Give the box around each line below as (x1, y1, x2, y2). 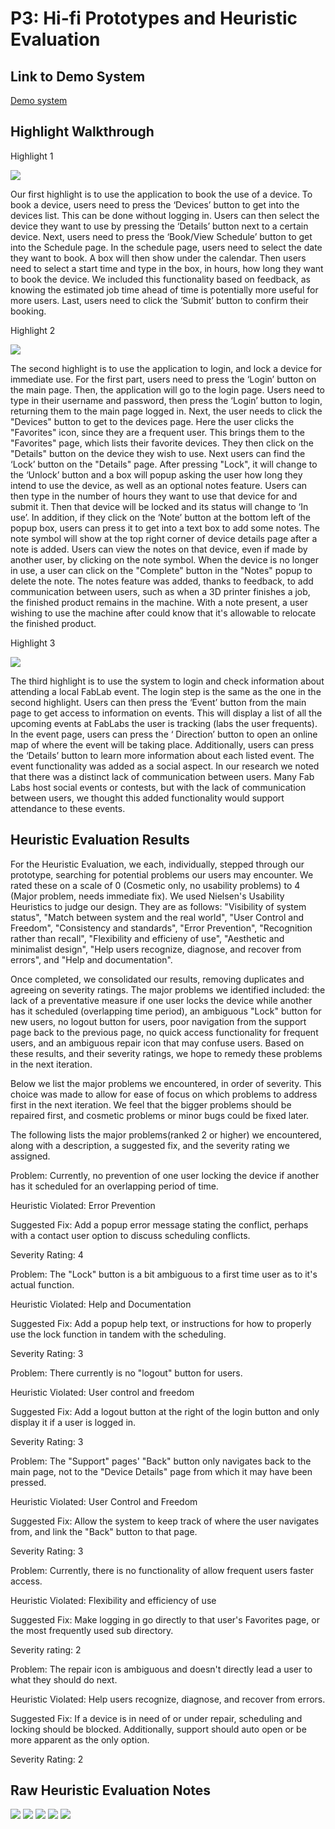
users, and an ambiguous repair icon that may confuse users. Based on (10, 1037, 305, 1049)
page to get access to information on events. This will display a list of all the (10, 707, 323, 719)
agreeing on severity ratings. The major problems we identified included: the (10, 983, 326, 996)
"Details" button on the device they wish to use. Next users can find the (10, 447, 306, 459)
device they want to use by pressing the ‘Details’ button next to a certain (10, 220, 309, 232)
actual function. (10, 1278, 75, 1291)
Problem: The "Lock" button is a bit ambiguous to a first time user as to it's (10, 1268, 318, 1280)
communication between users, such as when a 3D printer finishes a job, (10, 585, 311, 597)
